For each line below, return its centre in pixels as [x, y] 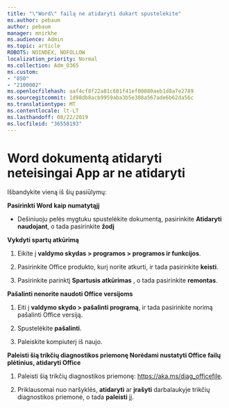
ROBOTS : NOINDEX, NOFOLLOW [46, 53]
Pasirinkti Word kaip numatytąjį [53, 205]
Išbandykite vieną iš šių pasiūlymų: [57, 192]
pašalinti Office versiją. [50, 315]
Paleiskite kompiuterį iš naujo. [60, 342]
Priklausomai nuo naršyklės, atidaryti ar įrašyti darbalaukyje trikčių [113, 390]
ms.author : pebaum [34, 20]
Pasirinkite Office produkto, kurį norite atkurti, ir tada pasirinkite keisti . [118, 267]
